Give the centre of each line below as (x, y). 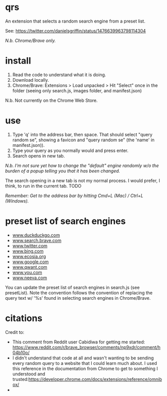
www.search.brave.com (37, 240)
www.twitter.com (30, 246)
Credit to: (15, 332)
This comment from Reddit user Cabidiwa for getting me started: (79, 342)
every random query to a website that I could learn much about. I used (84, 363)
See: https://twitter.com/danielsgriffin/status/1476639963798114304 (76, 31)
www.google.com (30, 262)
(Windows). (17, 201)
